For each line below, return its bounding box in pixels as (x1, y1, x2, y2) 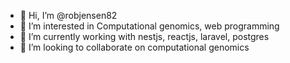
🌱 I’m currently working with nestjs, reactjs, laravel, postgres (19, 31, 270, 42)
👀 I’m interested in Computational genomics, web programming (19, 20, 280, 32)
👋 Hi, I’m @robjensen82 (19, 10, 118, 21)
